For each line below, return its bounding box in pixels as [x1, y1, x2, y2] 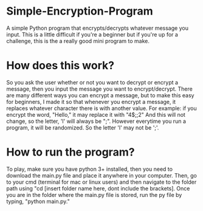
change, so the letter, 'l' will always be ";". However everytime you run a [6, 117, 187, 125]
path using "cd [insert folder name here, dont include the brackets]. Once [6, 184, 190, 192]
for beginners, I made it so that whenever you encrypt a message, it [6, 98, 176, 105]
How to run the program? [6, 145, 135, 159]
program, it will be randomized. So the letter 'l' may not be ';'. [6, 123, 159, 131]
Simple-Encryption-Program [6, 4, 153, 18]
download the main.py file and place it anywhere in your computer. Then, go [6, 171, 198, 179]
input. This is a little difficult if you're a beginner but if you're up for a [6, 30, 178, 38]
